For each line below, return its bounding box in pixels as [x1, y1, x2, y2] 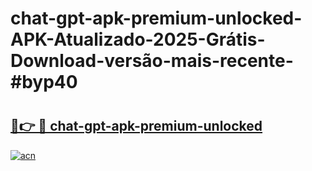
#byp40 [10, 71, 78, 94]
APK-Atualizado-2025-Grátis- [10, 28, 266, 51]
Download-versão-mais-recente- [10, 50, 294, 72]
